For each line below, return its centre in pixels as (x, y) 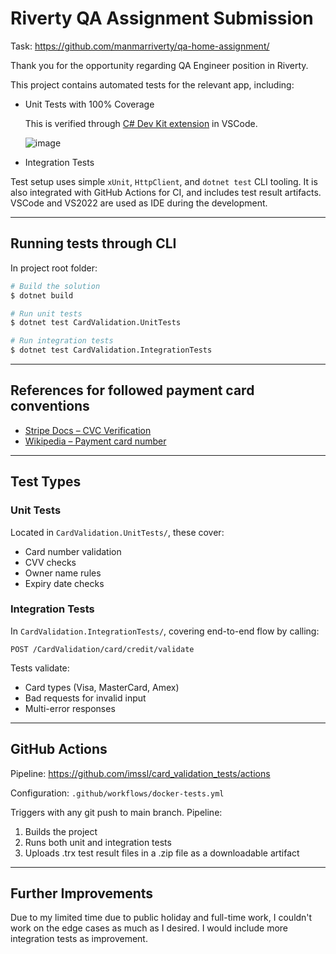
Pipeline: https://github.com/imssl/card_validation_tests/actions (140, 773)
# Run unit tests (46, 313)
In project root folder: (54, 268)
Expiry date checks (64, 583)
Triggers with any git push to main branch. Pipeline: (116, 812)
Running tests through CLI (93, 243)
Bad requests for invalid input (85, 698)
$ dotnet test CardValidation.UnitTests (96, 323)
